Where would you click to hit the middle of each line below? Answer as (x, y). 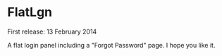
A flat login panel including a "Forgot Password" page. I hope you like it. (111, 45)
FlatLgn (30, 12)
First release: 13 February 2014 (52, 31)
